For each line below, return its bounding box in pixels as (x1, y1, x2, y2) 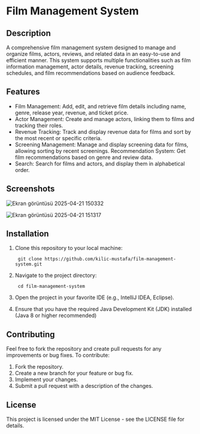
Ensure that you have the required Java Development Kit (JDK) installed (14, 306, 192, 313)
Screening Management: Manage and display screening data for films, (14, 141, 189, 148)
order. (14, 166, 30, 173)
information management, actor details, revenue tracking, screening (6, 63, 174, 70)
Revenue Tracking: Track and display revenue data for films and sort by (14, 128, 192, 135)
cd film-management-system (17, 284, 85, 290)
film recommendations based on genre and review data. (14, 153, 153, 161)
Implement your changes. (14, 376, 78, 383)
